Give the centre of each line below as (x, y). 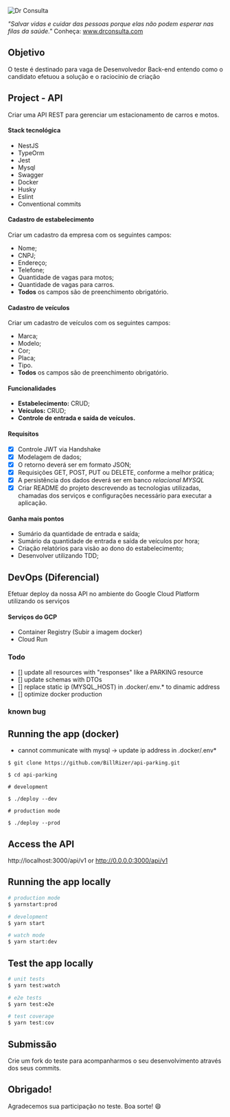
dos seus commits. (34, 1068)
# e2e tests (25, 998)
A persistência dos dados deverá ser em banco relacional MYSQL (111, 480)
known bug (27, 712)
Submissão (32, 1044)
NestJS (28, 145)
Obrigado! (30, 1090)
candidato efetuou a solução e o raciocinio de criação (84, 76)
